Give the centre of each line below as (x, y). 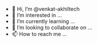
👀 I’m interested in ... (37, 15)
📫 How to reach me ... (39, 34)
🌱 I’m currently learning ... (43, 21)
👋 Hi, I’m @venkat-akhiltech (46, 9)
